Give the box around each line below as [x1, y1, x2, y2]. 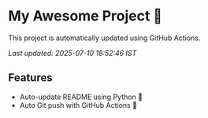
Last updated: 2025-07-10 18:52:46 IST [8, 48, 137, 57]
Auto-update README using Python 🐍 [19, 92, 143, 101]
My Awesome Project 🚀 [8, 7, 163, 25]
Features [8, 71, 53, 85]
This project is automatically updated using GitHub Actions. [8, 33, 201, 42]
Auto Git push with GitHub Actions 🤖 [19, 100, 138, 109]
